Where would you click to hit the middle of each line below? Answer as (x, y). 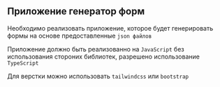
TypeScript (23, 63)
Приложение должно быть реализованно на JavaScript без (96, 49)
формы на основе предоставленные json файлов (80, 35)
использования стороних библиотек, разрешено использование (104, 56)
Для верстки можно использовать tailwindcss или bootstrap (98, 76)
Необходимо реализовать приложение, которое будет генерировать (110, 28)
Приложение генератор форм (76, 11)
